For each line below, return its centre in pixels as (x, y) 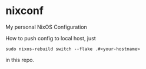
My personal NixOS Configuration (47, 27)
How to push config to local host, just (51, 38)
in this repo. (20, 60)
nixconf (24, 11)
